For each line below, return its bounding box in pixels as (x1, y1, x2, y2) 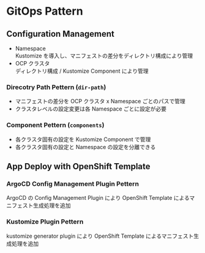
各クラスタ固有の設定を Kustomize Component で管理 (15, 136, 151, 143)
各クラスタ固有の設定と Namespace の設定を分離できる (15, 143, 156, 150)
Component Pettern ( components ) (6, 121, 105, 130)
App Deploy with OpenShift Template (6, 161, 151, 172)
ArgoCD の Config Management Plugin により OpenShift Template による (6, 194, 190, 202)
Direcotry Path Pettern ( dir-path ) (6, 82, 106, 91)
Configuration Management (6, 29, 115, 39)
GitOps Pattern (6, 4, 84, 18)
